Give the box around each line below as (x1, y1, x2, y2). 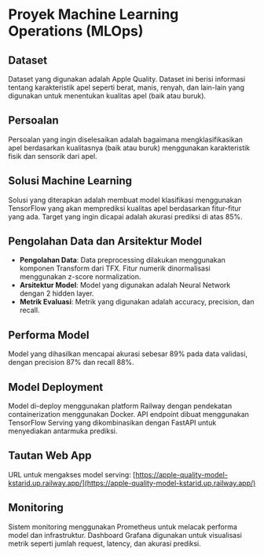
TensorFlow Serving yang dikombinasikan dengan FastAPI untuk (8, 418, 217, 428)
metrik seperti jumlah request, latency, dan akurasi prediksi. (8, 539, 202, 548)
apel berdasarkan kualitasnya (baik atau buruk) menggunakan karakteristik (8, 143, 251, 153)
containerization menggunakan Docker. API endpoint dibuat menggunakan (8, 410, 250, 419)
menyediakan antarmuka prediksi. (8, 426, 118, 436)
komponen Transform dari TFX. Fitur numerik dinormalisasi (19, 263, 211, 273)
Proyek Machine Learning (8, 6, 179, 24)
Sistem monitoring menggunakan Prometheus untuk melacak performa (8, 521, 238, 532)
